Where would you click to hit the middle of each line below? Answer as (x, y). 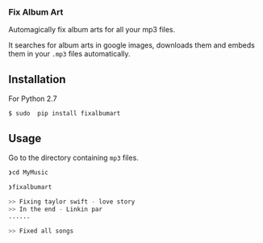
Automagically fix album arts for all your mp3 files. (92, 30)
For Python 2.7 (33, 98)
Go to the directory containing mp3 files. (73, 157)
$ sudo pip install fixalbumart (65, 114)
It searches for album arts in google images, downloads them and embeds (132, 45)
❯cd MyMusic (28, 172)
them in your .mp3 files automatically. (69, 54)
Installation (37, 79)
